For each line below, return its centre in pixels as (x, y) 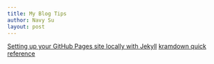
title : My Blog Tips (37, 14)
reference (21, 54)
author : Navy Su (31, 20)
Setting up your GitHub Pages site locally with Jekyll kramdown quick (107, 47)
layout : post (26, 26)
